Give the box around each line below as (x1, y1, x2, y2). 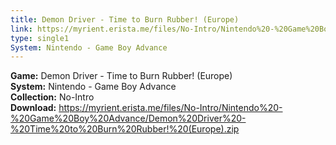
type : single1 (10, 33, 70, 43)
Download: (10, 102, 57, 114)
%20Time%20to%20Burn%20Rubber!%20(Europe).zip (10, 123, 240, 135)
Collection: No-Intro (10, 91, 95, 103)
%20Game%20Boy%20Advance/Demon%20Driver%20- (10, 112, 247, 125)
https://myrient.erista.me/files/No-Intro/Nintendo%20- (58, 102, 283, 114)
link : (10, 24, 33, 34)
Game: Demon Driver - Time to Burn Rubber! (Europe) (10, 70, 233, 82)
